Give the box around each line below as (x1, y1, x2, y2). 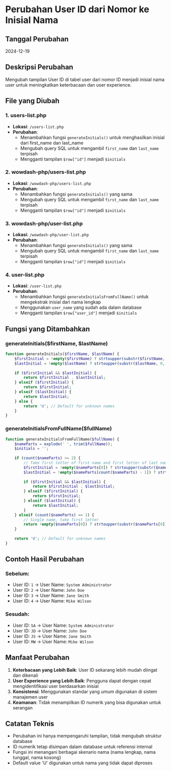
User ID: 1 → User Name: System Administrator (12, 582, 112, 588)
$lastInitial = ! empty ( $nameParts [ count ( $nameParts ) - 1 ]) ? (23, 470, 156, 475)
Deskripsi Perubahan (5, 63, 74, 72)
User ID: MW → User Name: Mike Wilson (12, 638, 94, 645)
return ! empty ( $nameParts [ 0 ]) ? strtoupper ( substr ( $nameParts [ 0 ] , (23, 522, 167, 527)
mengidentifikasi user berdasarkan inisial (12, 683, 99, 689)
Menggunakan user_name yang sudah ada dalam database (20, 305, 142, 311)
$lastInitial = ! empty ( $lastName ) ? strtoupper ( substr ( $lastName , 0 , (14, 361, 165, 366)
